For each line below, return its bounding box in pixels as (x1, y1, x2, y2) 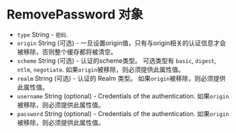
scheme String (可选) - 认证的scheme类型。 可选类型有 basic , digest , (16, 56, 217, 64)
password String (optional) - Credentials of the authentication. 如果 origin (16, 109, 229, 117)
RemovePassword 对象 (6, 6, 144, 23)
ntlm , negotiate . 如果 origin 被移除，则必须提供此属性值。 (16, 65, 185, 74)
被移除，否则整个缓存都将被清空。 (16, 47, 117, 56)
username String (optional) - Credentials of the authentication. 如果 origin (16, 91, 229, 100)
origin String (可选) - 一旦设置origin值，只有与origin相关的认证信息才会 (16, 38, 227, 47)
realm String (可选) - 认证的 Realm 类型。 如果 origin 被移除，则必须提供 (16, 74, 226, 82)
